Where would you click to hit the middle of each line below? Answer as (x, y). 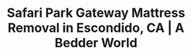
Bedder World (96, 43)
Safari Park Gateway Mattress (96, 13)
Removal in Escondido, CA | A (96, 28)
